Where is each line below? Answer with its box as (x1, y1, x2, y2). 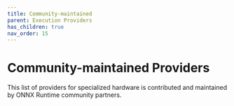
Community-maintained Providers (7, 60, 210, 76)
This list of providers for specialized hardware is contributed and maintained (7, 84, 228, 92)
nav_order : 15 (7, 29, 49, 37)
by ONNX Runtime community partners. (7, 91, 122, 99)
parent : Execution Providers (7, 17, 92, 24)
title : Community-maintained (7, 10, 92, 18)
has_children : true (7, 23, 64, 30)
